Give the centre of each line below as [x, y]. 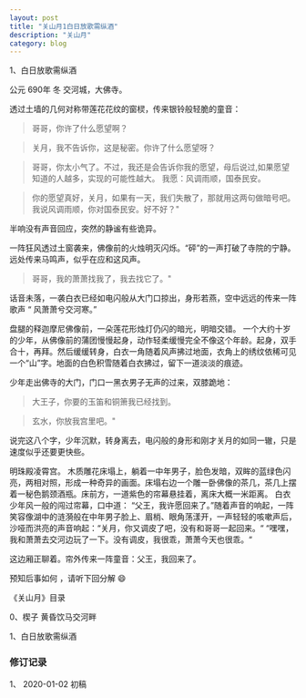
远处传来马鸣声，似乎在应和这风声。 [77, 260]
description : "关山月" [51, 35]
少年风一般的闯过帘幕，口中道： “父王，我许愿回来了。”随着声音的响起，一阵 [152, 506]
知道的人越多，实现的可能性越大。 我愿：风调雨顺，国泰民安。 [148, 179]
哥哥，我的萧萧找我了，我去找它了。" [102, 279]
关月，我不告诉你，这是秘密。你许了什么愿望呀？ [123, 148]
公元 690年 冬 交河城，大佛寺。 [68, 90]
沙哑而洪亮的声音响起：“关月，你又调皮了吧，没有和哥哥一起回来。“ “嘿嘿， [152, 529]
